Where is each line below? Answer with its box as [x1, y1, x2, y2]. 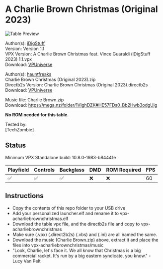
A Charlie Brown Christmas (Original [5, 3, 158, 15]
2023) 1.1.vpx [5, 56, 32, 62]
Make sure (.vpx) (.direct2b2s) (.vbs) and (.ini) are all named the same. [12, 231, 158, 238]
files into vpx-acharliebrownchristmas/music [12, 242, 104, 248]
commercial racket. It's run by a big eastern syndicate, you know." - [12, 253, 151, 259]
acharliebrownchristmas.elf [12, 216, 69, 222]
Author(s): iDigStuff [5, 40, 45, 46]
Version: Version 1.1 [5, 45, 45, 51]
